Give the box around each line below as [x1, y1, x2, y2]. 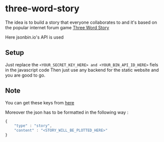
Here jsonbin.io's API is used [5, 34, 64, 40]
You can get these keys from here [5, 99, 75, 105]
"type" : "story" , [14, 123, 52, 129]
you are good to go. [5, 72, 46, 78]
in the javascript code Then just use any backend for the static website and [5, 67, 159, 73]
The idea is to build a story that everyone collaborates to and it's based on [5, 19, 158, 25]
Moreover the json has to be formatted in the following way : [5, 109, 129, 115]
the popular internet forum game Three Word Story [5, 24, 109, 30]
